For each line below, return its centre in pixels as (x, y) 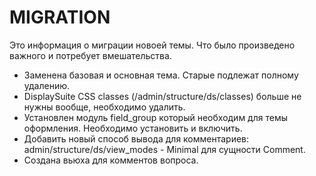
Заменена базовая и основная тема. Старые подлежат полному (161, 75)
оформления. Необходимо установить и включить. (133, 128)
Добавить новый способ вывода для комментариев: (136, 138)
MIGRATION (60, 17)
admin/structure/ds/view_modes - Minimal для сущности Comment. (164, 149)
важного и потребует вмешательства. (90, 55)
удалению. (47, 85)
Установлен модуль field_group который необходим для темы (155, 117)
